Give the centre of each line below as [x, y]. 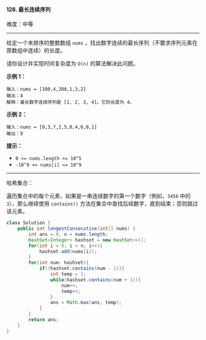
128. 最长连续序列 [29, 9]
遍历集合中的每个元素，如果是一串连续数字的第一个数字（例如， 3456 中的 [99, 196]
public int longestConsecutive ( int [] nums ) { [77, 229]
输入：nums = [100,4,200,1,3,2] [46, 89]
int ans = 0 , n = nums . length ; [68, 234]
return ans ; [44, 320]
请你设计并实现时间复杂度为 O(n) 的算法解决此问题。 [73, 64]
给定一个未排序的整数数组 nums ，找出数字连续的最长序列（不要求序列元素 [99, 43]
